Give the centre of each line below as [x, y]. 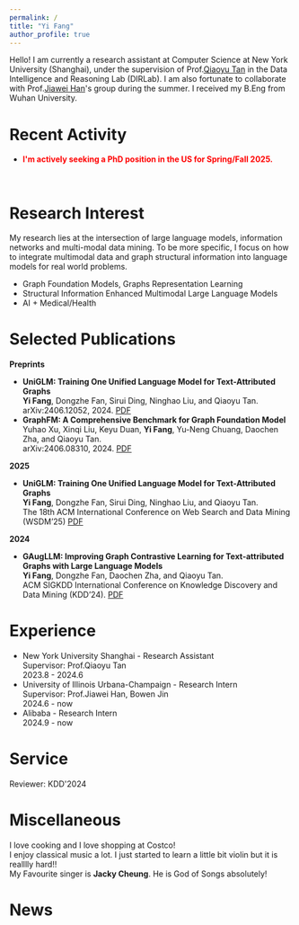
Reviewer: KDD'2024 [48, 784]
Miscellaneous [65, 820]
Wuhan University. [44, 98]
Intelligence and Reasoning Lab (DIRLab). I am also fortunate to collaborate [148, 79]
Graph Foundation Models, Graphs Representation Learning [132, 284]
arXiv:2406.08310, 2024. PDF [77, 449]
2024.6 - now [48, 704]
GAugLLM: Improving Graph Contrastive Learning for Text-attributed [153, 556]
